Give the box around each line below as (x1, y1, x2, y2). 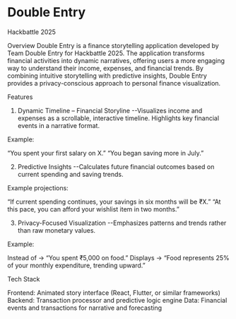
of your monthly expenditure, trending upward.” (7, 261, 146, 269)
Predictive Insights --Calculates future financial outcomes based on (17, 162, 215, 170)
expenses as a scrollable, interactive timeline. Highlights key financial (17, 114, 220, 122)
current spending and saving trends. (17, 170, 124, 178)
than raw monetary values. (17, 226, 96, 234)
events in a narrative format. (17, 121, 100, 129)
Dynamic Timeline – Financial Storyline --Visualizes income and (17, 106, 203, 115)
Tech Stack (7, 274, 40, 283)
